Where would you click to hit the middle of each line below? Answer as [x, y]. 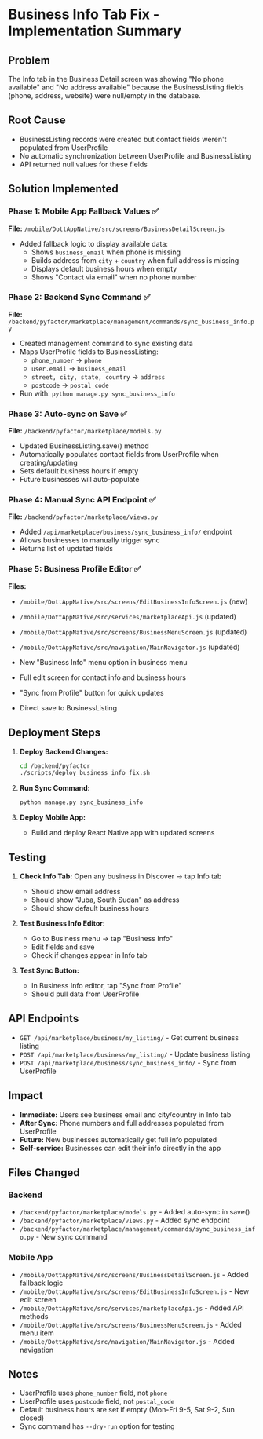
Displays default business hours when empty [104, 268]
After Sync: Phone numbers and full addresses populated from [122, 1123]
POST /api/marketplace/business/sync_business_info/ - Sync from [128, 1062]
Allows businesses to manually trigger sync [89, 540]
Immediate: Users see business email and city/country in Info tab [125, 1114]
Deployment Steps [54, 733]
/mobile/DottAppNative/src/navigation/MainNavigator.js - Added [127, 1341]
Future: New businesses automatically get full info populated [118, 1139]
